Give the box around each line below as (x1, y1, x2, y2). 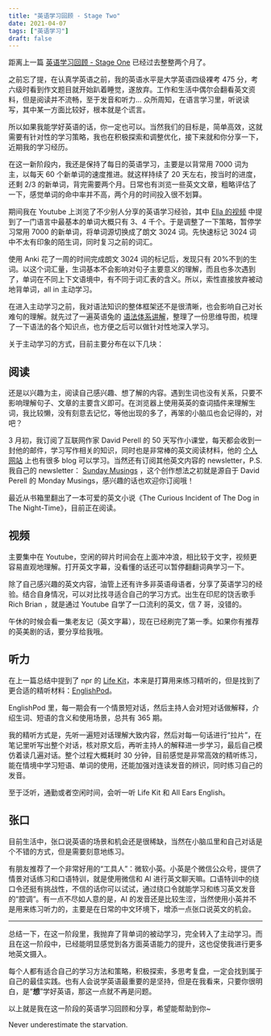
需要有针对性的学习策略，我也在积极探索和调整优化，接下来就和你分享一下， (8, 132, 263, 142)
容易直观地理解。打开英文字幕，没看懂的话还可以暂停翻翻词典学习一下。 (8, 562, 248, 572)
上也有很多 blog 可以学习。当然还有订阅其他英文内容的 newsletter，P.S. (23, 455, 263, 465)
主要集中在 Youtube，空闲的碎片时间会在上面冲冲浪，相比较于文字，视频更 (8, 552, 257, 561)
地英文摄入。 (8, 949, 51, 958)
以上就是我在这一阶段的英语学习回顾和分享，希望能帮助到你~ (8, 1003, 211, 1013)
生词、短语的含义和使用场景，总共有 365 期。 (15, 712, 167, 723)
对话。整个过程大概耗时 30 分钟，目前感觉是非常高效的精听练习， (43, 750, 262, 760)
